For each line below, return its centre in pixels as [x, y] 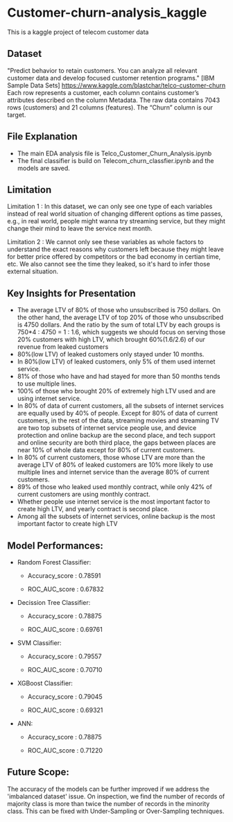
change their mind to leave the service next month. [80, 229]
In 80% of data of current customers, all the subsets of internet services [120, 406]
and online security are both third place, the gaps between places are [116, 443]
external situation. [33, 271]
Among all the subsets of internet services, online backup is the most [116, 516]
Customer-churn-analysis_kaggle [107, 13]
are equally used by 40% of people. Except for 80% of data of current [118, 413]
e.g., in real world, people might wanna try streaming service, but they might [116, 221]
